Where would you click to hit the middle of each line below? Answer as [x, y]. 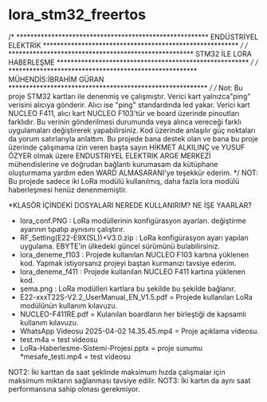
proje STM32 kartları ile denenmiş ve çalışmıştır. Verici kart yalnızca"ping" [130, 96]
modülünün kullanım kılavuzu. [69, 305]
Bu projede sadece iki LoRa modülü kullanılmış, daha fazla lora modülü [124, 181]
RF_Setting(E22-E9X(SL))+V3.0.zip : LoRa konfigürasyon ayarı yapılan [134, 237]
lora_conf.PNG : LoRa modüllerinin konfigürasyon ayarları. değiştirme [133, 221]
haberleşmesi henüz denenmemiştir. [68, 189]
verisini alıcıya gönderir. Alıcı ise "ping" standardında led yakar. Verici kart [129, 105]
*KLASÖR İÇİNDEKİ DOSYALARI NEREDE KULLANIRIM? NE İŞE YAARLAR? [130, 205]
